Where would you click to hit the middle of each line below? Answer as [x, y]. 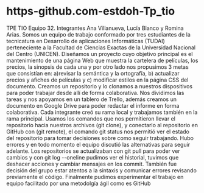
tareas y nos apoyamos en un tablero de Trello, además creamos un [91, 99]
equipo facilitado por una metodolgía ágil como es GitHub [79, 183]
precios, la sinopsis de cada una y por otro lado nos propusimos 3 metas [97, 67]
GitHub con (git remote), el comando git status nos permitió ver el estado [98, 132]
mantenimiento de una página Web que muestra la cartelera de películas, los [102, 60]
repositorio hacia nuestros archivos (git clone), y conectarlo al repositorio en [102, 125]
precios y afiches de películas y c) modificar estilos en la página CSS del [97, 80]
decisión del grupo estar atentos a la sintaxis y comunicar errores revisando [101, 170]
